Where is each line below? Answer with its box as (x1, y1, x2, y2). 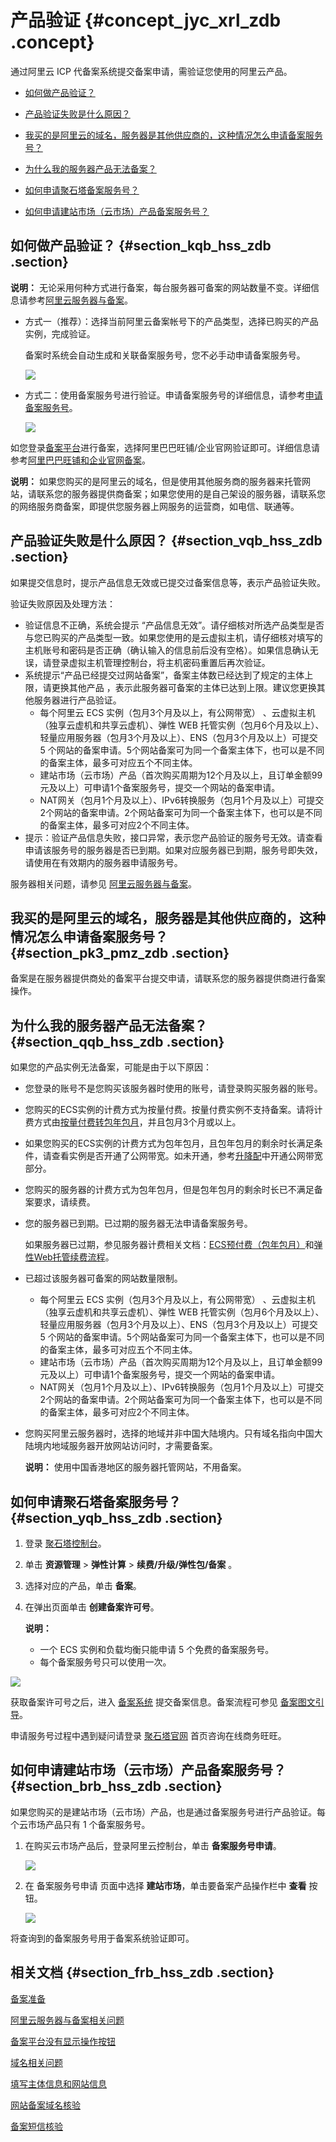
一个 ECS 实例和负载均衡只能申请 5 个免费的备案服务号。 (39, 1644, 275, 1655)
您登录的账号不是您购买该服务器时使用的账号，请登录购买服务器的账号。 (24, 1082, 323, 1095)
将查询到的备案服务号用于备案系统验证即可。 (10, 1932, 195, 1944)
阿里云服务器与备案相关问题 (10, 2014, 125, 2026)
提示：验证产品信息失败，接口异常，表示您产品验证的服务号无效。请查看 (24, 831, 323, 843)
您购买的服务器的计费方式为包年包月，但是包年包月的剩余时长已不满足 (24, 1184, 315, 1196)
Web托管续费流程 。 (33, 1251, 115, 1263)
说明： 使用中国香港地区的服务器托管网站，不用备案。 (24, 1461, 247, 1473)
